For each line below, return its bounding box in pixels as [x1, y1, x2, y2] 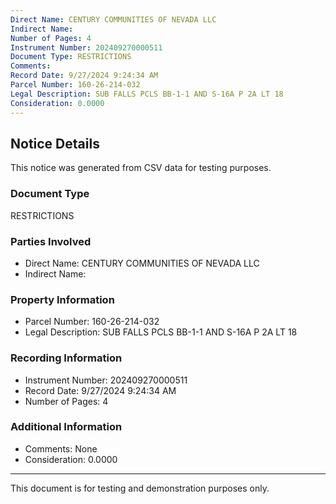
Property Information [10, 292, 115, 306]
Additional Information [10, 420, 123, 434]
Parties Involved [10, 234, 92, 248]
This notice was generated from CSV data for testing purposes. [10, 162, 272, 174]
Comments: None [24, 442, 98, 455]
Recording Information [10, 351, 123, 365]
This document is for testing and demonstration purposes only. [10, 482, 270, 494]
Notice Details [10, 135, 100, 152]
